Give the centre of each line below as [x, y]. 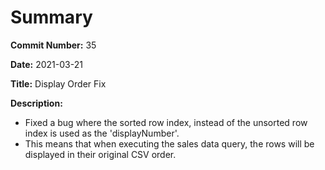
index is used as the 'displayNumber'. [102, 133]
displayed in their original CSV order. [100, 154]
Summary [51, 17]
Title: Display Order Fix [58, 83]
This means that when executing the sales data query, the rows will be [169, 143]
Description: [36, 103]
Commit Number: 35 [53, 45]
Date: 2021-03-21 [46, 64]
